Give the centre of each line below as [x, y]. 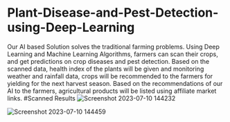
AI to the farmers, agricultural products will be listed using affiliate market [112, 91]
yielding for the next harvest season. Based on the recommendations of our [115, 83]
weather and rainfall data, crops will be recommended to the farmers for [110, 76]
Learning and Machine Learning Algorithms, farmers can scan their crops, [113, 54]
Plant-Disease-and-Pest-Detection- [113, 13]
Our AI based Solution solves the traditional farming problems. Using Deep [114, 46]
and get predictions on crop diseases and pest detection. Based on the [108, 61]
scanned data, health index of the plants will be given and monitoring [106, 69]
